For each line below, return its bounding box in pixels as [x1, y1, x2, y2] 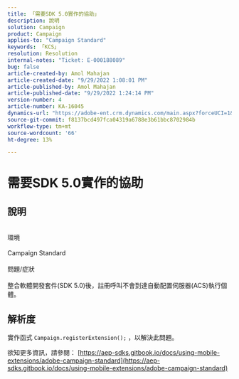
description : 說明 [7, 17, 60, 24]
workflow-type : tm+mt [7, 122, 72, 130]
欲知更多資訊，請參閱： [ [7, 348, 80, 357]
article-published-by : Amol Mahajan [7, 83, 116, 90]
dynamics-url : [7, 110, 50, 117]
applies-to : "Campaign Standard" [7, 37, 107, 44]
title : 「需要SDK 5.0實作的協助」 [7, 10, 100, 18]
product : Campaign [7, 30, 62, 38]
